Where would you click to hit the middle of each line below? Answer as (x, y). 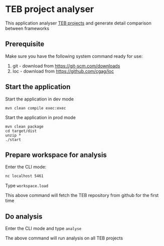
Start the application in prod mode (41, 117)
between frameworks (27, 28)
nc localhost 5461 (24, 176)
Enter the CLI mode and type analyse (43, 228)
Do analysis (24, 216)
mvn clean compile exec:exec (36, 108)
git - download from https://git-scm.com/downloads (66, 65)
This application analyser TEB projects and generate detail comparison (78, 23)
